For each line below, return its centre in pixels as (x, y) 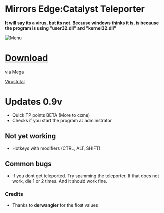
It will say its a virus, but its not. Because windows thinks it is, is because (82, 23)
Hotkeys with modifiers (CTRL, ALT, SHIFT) (56, 148)
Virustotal (15, 81)
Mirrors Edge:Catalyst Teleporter (75, 9)
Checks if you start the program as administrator (62, 120)
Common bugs (29, 164)
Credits (14, 194)
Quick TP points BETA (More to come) (51, 115)
